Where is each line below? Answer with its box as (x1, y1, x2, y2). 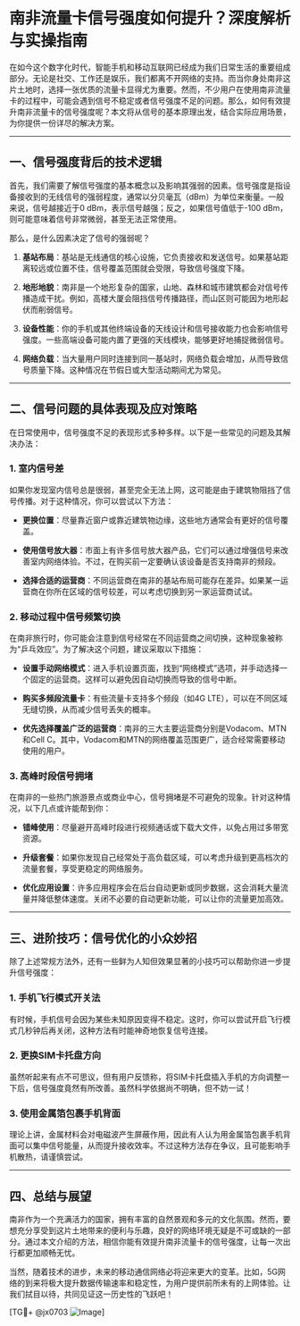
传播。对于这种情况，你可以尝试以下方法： (16, 495, 174, 506)
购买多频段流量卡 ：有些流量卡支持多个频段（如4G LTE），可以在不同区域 (21, 693, 288, 704)
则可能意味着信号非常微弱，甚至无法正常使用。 (9, 214, 181, 224)
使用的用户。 (21, 745, 70, 756)
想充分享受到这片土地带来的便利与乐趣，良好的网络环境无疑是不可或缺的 (9, 1225, 275, 1236)
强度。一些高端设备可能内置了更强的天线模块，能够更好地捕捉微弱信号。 (21, 334, 288, 345)
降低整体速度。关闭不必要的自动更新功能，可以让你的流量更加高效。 (37, 894, 288, 904)
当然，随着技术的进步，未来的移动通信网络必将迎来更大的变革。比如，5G (9, 1266, 279, 1277)
